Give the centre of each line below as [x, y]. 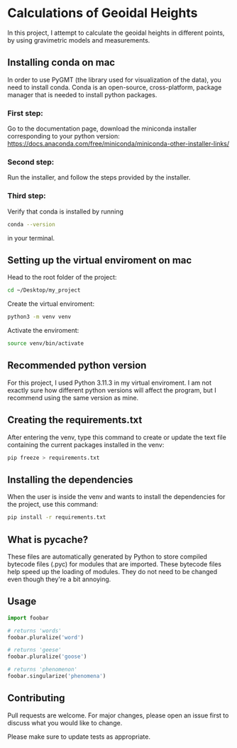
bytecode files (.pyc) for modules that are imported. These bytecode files [115, 564]
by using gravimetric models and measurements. [79, 40]
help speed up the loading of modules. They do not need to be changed [112, 571]
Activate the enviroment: [43, 331]
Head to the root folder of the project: [62, 277]
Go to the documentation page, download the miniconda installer [102, 128]
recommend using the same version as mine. [73, 397]
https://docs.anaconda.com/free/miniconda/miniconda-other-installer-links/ [118, 144]
